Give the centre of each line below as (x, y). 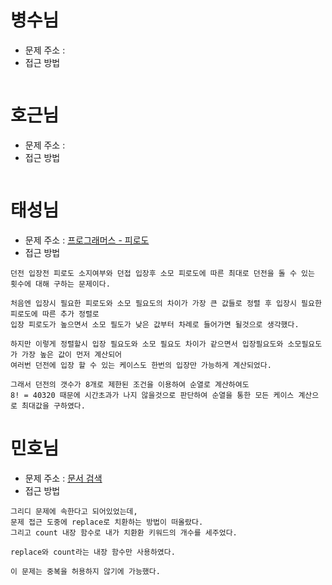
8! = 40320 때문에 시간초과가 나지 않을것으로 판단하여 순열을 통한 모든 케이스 (152, 395)
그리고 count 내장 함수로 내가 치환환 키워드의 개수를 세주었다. (124, 532)
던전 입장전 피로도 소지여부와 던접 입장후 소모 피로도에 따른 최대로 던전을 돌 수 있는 (162, 273)
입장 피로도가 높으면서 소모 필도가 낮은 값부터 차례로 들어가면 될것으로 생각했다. (155, 324)
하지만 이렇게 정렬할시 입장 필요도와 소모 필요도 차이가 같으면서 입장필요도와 (147, 344)
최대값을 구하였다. (53, 406)
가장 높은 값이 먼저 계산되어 (72, 354)
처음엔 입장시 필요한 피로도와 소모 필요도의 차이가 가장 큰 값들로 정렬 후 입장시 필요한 (166, 303)
